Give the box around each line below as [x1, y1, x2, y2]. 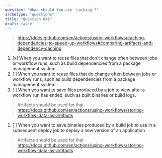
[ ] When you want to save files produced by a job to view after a [12, 87, 145, 93]
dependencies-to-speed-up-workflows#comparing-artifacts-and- [17, 40, 153, 46]
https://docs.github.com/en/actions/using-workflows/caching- [17, 35, 146, 41]
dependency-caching [17, 45, 62, 51]
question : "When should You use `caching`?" [5, 7, 99, 12]
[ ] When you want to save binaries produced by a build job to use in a [12, 122, 156, 128]
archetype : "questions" [5, 12, 55, 17]
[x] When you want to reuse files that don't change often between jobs [12, 55, 158, 61]
